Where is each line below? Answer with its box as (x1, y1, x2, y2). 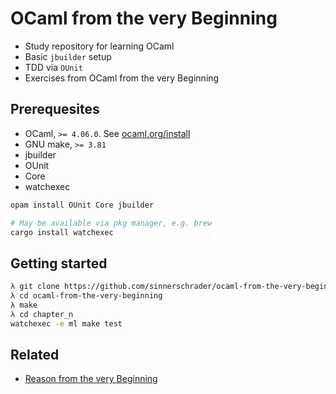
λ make (10, 300, 38, 310)
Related (10, 346, 60, 363)
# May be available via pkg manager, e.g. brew (10, 218, 213, 228)
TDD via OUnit (24, 61, 83, 73)
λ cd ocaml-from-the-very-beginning (10, 291, 163, 301)
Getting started (10, 255, 108, 272)
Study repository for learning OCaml (24, 40, 175, 52)
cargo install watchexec (10, 227, 114, 237)
